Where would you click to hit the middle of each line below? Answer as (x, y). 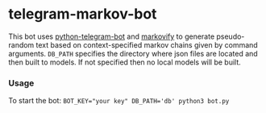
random (21, 44)
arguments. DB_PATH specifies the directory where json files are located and (133, 53)
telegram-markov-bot (83, 14)
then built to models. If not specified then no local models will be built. (125, 62)
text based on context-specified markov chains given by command (147, 44)
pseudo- (231, 36)
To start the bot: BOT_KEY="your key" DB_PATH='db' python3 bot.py (119, 101)
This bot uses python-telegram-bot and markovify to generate (112, 36)
